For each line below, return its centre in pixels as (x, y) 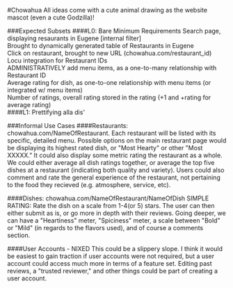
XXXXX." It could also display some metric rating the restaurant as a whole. (115, 155)
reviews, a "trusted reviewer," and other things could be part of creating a (112, 271)
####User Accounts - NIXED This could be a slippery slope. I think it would (115, 249)
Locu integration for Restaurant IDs (57, 61)
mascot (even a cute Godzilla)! (51, 17)
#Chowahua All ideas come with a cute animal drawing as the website (107, 10)
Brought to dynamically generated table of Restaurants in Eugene (101, 46)
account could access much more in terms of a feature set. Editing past (110, 263)
